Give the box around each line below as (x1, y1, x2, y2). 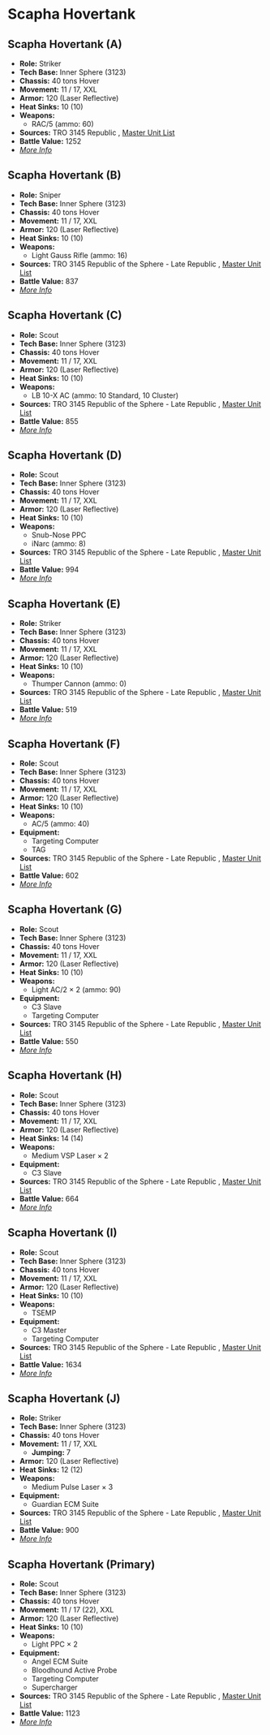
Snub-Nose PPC (31, 530, 87, 540)
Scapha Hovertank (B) (7, 168, 122, 183)
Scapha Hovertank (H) (7, 1068, 122, 1082)
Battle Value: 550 (19, 1036, 79, 1046)
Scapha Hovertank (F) (7, 736, 121, 751)
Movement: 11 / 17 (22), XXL (19, 1605, 114, 1615)
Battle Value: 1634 (19, 1359, 83, 1369)
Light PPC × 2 (31, 1639, 79, 1649)
